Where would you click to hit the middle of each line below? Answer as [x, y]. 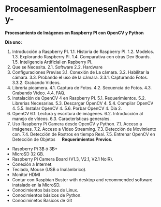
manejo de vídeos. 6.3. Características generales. [61, 119]
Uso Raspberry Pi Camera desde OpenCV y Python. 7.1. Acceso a [77, 124]
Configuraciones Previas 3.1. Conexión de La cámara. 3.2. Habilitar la [80, 72]
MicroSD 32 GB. [28, 154]
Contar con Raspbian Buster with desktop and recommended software [82, 180]
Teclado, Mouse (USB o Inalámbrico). [49, 169]
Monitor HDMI [26, 174]
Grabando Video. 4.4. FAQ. [38, 93]
